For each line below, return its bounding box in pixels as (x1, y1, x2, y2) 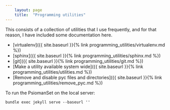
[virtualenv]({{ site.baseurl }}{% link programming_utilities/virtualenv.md (12, 41, 165, 48)
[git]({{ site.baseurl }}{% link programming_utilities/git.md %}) (12, 58, 143, 64)
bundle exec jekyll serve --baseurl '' (5, 99, 91, 105)
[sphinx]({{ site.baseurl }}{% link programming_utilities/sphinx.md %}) (12, 52, 161, 59)
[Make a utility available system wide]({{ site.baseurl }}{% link (12, 63, 143, 70)
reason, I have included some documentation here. (5, 32, 113, 38)
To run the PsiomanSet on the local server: (5, 90, 95, 96)
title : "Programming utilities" (14, 12, 86, 17)
